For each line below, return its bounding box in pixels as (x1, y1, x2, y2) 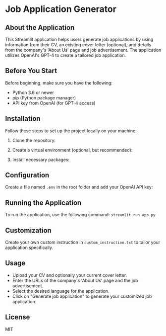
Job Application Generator (5, 3, 116, 15)
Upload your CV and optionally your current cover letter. (12, 272, 127, 278)
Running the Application (5, 198, 82, 207)
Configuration (5, 171, 50, 179)
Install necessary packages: (12, 157, 70, 163)
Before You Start (5, 67, 57, 75)
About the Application (5, 23, 75, 32)
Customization (5, 226, 52, 235)
